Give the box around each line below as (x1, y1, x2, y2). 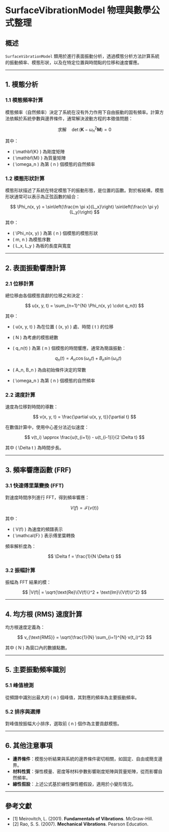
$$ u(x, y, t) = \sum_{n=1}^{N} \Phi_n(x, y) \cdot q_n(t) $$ (25, 303, 144, 309)
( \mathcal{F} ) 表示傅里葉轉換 (12, 532, 75, 538)
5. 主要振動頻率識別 (5, 666, 66, 674)
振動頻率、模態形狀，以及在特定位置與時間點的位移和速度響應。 (9, 59, 142, 66)
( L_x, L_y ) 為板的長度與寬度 (12, 243, 71, 249)
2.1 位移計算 (5, 280, 34, 287)
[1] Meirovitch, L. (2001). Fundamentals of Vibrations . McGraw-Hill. (12, 815, 153, 821)
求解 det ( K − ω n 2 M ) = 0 (57, 125, 112, 134)
